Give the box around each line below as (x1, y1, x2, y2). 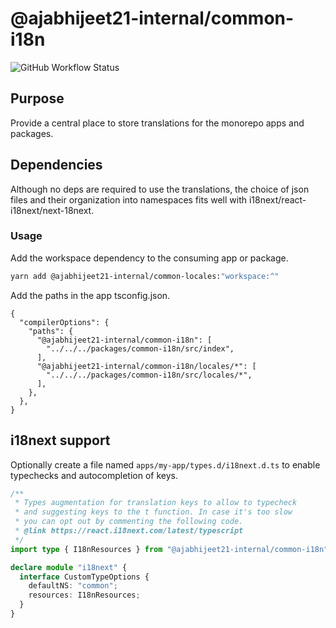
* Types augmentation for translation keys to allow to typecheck (14, 498, 298, 508)
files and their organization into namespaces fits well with (10, 193, 247, 206)
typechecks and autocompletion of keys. (10, 469, 178, 481)
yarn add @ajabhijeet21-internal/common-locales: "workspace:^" (10, 271, 280, 281)
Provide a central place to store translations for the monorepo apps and (10, 117, 305, 129)
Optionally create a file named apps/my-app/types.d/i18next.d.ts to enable (10, 458, 321, 471)
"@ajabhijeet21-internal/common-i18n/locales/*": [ (36, 361, 257, 371)
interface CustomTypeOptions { (19, 572, 150, 582)
